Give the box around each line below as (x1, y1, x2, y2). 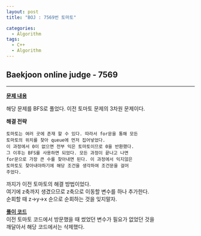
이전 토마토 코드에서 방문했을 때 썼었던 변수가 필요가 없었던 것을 (6, 216, 155, 223)
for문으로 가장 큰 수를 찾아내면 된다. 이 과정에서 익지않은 (6, 156, 133, 162)
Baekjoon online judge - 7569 (6, 70, 118, 80)
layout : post (6, 8, 39, 15)
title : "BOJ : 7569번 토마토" (6, 14, 77, 20)
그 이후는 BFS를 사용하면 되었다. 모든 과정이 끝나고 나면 (6, 150, 129, 156)
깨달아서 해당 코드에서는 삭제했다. (6, 223, 85, 230)
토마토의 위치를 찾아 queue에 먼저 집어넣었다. (6, 137, 106, 143)
